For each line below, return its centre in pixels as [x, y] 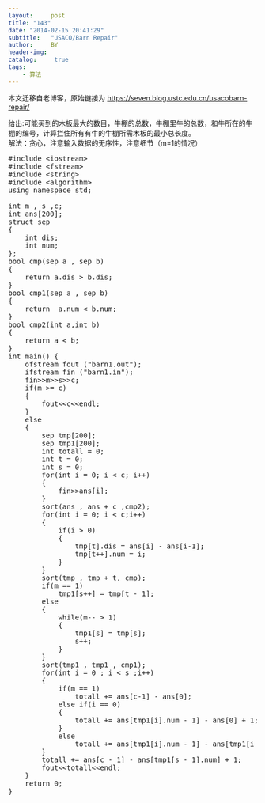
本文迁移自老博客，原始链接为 [57, 98]
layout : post [37, 15]
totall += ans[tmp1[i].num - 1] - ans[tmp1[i [165, 744]
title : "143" [30, 23]
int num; [42, 245]
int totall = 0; [73, 451]
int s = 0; [62, 467]
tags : [17, 67]
